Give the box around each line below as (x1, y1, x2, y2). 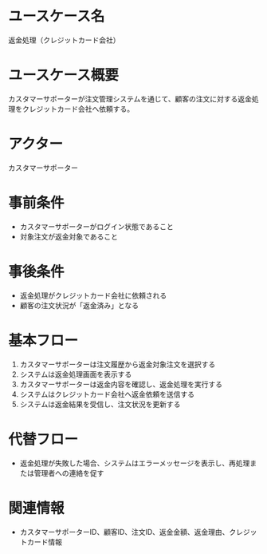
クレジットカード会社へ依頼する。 (22, 104, 134, 113)
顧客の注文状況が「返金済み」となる (19, 300, 139, 310)
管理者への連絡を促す (33, 468, 104, 477)
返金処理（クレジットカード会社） (8, 35, 120, 45)
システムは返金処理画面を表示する (19, 369, 132, 379)
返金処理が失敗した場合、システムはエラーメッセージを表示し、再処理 (19, 458, 250, 468)
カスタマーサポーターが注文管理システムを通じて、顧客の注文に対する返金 (8, 93, 253, 104)
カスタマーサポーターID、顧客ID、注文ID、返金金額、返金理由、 (19, 527, 230, 536)
